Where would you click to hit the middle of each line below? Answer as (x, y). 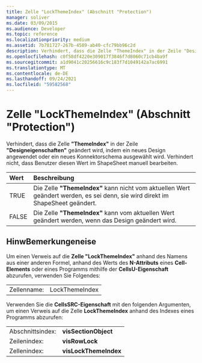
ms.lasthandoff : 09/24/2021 (41, 79)
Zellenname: (26, 290)
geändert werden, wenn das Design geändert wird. (105, 220)
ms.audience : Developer (36, 29)
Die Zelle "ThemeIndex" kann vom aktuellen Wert (104, 213)
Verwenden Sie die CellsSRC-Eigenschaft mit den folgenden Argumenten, (99, 304)
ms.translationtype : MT (36, 68)
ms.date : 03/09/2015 (32, 23)
